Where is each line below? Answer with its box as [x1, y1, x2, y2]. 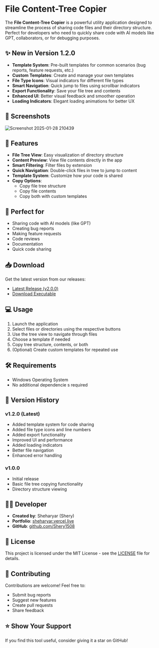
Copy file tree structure [19, 183, 66, 189]
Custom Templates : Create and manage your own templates [12, 72, 134, 78]
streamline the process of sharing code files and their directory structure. [5, 24, 152, 30]
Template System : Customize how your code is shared [12, 173, 123, 178]
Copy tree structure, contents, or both [12, 341, 88, 347]
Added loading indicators [12, 442, 63, 448]
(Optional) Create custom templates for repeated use [12, 347, 118, 352]
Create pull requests [12, 602, 53, 608]
